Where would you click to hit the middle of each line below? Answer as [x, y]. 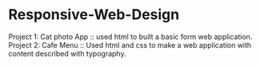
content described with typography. [67, 53]
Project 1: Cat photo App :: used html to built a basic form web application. [130, 37]
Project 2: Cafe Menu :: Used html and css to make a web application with [130, 45]
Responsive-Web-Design [94, 15]
